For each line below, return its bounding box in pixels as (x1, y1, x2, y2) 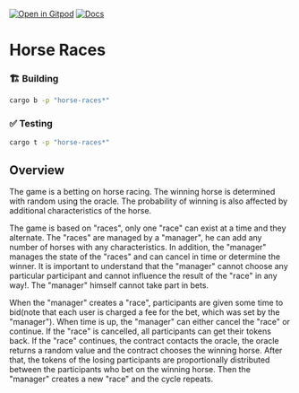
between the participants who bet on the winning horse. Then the (9, 364, 251, 375)
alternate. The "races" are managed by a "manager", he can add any (9, 232, 262, 243)
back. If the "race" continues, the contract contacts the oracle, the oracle (9, 336, 279, 346)
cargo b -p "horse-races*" (9, 96, 110, 105)
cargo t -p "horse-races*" (9, 137, 110, 147)
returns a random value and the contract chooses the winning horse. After (9, 345, 283, 356)
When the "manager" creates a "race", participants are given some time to (9, 297, 284, 309)
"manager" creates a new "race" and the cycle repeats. (9, 373, 214, 385)
